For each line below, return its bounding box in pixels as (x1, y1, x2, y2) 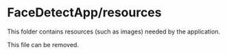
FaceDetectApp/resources (7, 5, 162, 21)
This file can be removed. (7, 40, 79, 49)
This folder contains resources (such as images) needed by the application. (7, 27, 221, 36)
